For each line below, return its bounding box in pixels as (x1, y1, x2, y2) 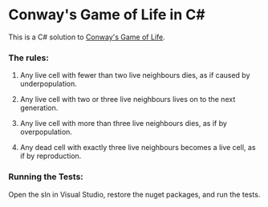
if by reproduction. (19, 151, 82, 161)
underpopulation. (19, 79, 78, 89)
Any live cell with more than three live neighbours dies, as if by (19, 119, 227, 128)
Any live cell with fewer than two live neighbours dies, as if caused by (19, 71, 250, 80)
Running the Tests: (8, 171, 84, 182)
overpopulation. (19, 127, 72, 137)
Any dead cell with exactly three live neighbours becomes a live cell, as (19, 143, 256, 152)
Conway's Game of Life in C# (8, 6, 206, 24)
